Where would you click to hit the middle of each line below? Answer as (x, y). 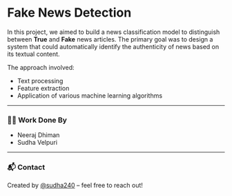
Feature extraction (43, 88)
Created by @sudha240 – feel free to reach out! (75, 185)
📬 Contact (26, 168)
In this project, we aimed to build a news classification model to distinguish (114, 32)
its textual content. (33, 54)
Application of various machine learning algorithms (90, 96)
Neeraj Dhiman (38, 135)
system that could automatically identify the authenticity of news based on (113, 46)
